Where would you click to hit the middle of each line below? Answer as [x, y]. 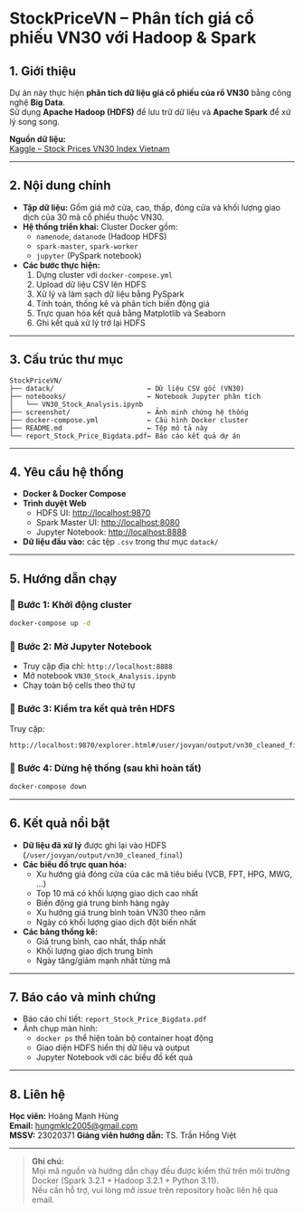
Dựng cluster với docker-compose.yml [104, 274]
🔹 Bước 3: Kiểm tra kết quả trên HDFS [92, 709]
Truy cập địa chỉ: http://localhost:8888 [98, 666]
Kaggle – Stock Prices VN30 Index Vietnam [90, 149]
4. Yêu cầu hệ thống [66, 473]
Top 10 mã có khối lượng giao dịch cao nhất [117, 893]
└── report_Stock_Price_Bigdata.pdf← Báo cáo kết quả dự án [125, 436]
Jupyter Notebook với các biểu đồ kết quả [114, 1057]
